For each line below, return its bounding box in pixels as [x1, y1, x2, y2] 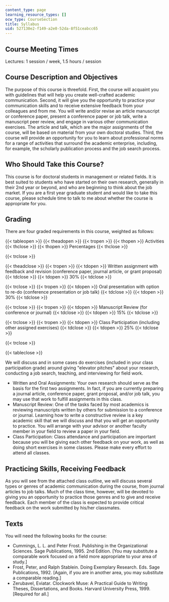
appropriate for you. [5, 200, 47, 206]
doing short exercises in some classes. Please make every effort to [12, 444, 152, 450]
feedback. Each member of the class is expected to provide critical [5, 499, 145, 505]
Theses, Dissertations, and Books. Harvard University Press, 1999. [12, 586, 151, 591]
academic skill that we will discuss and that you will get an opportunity [12, 418, 159, 424]
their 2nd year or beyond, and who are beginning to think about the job [5, 184, 152, 190]
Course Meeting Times [5, 45, 79, 54]
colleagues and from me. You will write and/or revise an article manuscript [5, 108, 160, 114]
